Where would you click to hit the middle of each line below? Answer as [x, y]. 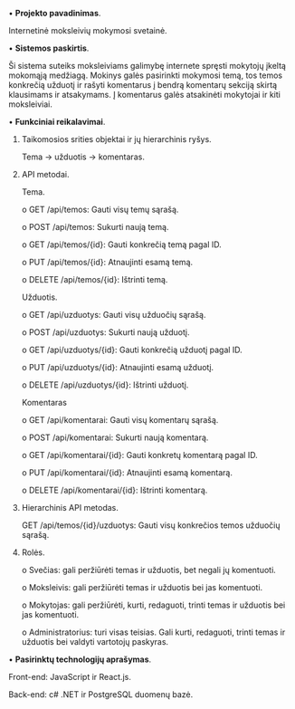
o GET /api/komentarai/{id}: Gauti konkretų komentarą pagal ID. [140, 455]
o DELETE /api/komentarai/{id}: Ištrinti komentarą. [114, 490]
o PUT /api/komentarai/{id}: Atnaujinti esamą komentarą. [127, 473]
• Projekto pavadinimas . [55, 13]
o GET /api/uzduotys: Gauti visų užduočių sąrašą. [114, 315]
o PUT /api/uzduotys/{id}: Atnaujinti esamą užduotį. [118, 367]
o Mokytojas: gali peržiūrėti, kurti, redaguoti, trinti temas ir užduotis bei [153, 605]
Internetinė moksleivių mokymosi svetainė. [88, 30]
